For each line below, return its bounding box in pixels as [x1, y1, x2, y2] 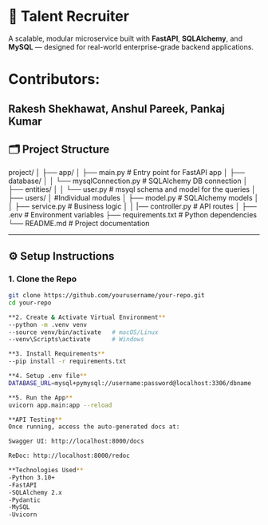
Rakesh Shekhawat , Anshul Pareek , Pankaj [8, 101, 225, 115]
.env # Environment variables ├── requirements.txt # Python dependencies [8, 210, 258, 220]
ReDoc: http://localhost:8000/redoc [8, 451, 130, 460]
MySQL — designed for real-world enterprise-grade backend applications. [8, 42, 254, 51]
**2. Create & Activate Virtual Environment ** [8, 313, 166, 321]
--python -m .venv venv [8, 320, 88, 328]
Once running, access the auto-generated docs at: [8, 423, 180, 431]
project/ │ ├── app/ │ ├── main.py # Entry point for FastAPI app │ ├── [8, 168, 246, 177]
